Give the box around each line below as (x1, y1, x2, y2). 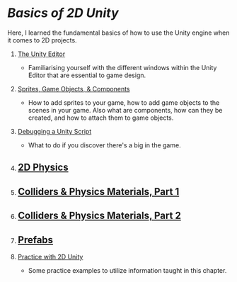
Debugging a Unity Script (17, 127, 92, 135)
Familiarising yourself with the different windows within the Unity (28, 63, 217, 72)
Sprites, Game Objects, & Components (17, 84, 130, 93)
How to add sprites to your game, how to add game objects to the (28, 98, 220, 107)
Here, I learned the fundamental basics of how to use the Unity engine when (7, 28, 230, 37)
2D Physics (17, 162, 69, 174)
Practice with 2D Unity (17, 252, 83, 261)
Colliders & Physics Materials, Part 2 (17, 210, 182, 222)
